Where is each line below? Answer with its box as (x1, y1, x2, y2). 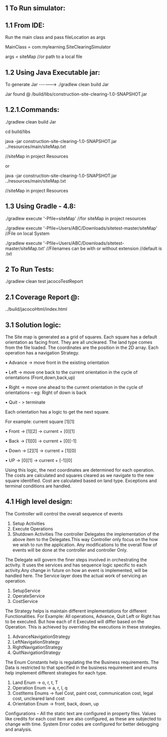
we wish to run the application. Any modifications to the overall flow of (12, 541, 158, 547)
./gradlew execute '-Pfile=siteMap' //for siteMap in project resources (5, 215, 146, 221)
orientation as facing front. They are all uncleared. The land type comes (5, 339, 153, 345)
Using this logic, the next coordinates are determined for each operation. (5, 467, 155, 473)
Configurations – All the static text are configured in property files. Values (5, 710, 156, 716)
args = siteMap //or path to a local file (5, 53, 83, 59)
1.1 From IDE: (5, 21, 45, 29)
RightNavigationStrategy (12, 644, 63, 650)
